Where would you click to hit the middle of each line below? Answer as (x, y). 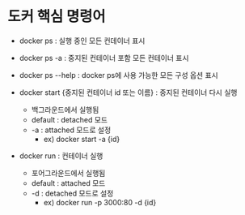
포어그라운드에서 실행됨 (68, 173)
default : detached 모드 (70, 119)
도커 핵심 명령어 (57, 17)
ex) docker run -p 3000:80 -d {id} (100, 202)
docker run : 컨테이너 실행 (61, 156)
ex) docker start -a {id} (82, 139)
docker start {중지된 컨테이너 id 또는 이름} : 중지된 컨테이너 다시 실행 (128, 92)
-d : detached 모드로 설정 (72, 193)
